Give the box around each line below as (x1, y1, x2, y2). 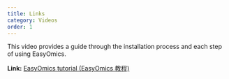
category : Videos (7, 17, 58, 24)
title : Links (7, 10, 45, 17)
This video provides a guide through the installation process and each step (7, 43, 222, 51)
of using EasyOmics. (7, 50, 66, 58)
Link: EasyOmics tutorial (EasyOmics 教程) (7, 64, 130, 73)
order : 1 (7, 23, 33, 30)
